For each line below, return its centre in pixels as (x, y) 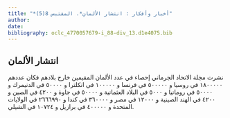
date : (16, 26)
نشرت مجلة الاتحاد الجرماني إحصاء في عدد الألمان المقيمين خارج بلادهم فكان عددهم (116, 77)
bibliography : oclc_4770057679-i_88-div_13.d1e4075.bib (90, 33)
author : (19, 20)
